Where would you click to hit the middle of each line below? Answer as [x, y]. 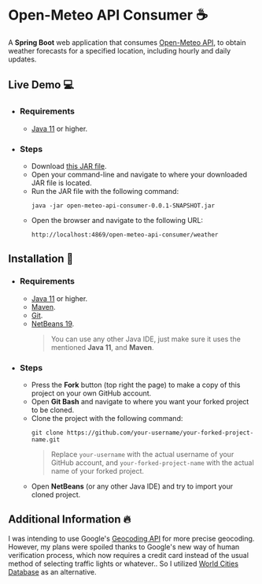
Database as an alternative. [52, 571]
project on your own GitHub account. [91, 393]
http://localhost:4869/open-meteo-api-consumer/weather [125, 234]
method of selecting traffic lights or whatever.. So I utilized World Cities [123, 564]
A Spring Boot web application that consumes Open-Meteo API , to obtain [127, 42]
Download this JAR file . [69, 166]
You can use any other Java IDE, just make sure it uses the [146, 339]
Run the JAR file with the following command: [105, 191]
